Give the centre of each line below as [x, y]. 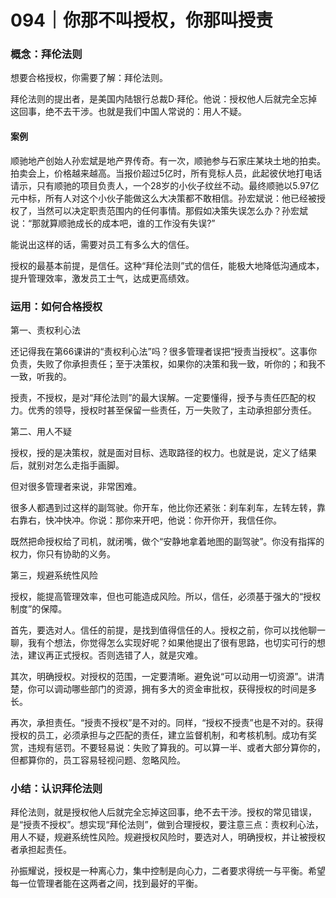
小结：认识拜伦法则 [56, 788]
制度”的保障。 [39, 608]
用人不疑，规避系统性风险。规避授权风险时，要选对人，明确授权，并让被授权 [168, 837]
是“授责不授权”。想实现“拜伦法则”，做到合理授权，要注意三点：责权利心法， [167, 825]
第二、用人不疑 [41, 431]
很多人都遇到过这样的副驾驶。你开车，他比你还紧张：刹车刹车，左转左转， [163, 507]
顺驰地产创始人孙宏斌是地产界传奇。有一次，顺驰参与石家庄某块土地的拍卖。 [168, 160]
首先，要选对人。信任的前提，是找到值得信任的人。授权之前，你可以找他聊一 [168, 630]
